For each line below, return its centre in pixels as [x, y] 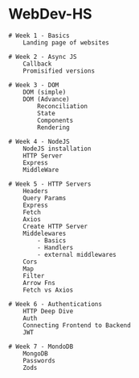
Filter [34, 275]
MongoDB [35, 353]
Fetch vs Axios [48, 290]
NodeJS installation [57, 149]
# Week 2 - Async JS [43, 57]
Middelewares [45, 233]
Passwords [39, 360]
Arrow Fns [39, 283]
